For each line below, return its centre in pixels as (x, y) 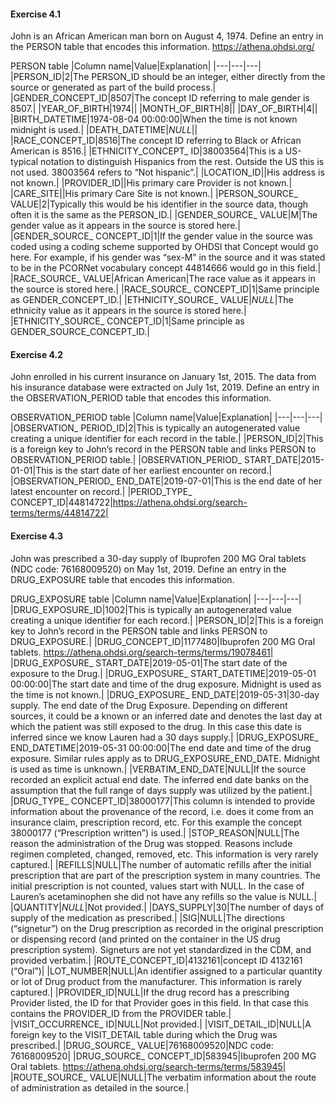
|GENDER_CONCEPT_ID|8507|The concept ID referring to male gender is (160, 98)
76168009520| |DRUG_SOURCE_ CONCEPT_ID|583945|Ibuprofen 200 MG (163, 1056)
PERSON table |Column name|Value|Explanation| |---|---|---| (136, 66)
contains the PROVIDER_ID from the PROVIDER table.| (121, 1013)
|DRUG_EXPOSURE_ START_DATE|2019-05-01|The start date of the (149, 662)
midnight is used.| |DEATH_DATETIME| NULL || (104, 130)
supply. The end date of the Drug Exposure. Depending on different (149, 705)
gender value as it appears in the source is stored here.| (125, 226)
